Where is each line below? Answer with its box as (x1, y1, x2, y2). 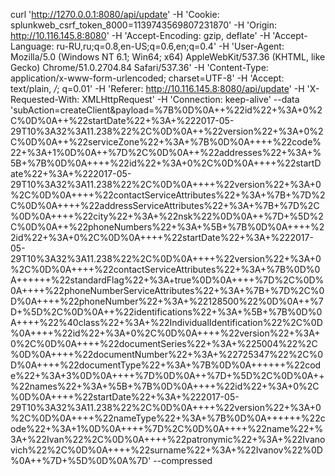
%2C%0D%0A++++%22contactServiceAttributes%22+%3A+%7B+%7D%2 (10, 189, 326, 201)
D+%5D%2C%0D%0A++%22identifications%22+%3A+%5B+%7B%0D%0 (10, 306, 323, 318)
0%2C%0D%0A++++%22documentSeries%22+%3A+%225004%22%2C (10, 338, 318, 349)
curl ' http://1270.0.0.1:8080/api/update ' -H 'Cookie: (10, 9, 220, 20)
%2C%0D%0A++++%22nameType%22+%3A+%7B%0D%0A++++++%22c (10, 412, 326, 424)
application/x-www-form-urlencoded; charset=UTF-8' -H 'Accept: (10, 72, 285, 84)
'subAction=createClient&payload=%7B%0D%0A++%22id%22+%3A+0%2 (10, 104, 323, 116)
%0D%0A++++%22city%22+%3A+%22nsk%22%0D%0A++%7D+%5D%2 (10, 210, 324, 222)
